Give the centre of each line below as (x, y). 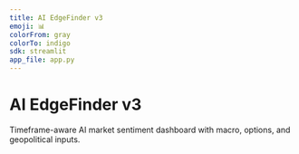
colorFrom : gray (40, 34)
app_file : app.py (42, 60)
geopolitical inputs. (45, 139)
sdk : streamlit (38, 52)
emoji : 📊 (27, 26)
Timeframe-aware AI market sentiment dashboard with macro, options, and (150, 130)
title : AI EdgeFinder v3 (56, 18)
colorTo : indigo (40, 43)
